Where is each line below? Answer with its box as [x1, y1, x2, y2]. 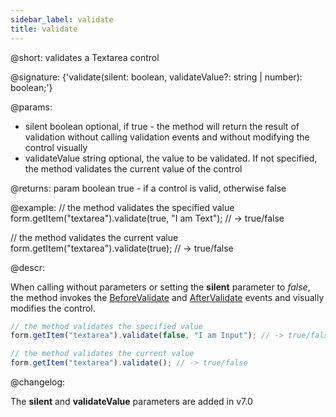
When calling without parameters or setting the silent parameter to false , [10, 281, 311, 293]
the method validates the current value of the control [24, 162, 243, 175]
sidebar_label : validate [10, 14, 114, 25]
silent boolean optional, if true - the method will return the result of [24, 120, 300, 132]
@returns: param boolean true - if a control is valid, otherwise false [10, 182, 287, 194]
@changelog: [10, 376, 66, 388]
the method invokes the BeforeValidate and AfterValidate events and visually [10, 291, 325, 303]
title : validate [10, 24, 78, 34]
